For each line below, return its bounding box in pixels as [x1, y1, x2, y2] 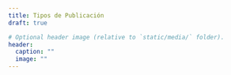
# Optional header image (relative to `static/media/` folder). [8, 33, 225, 41]
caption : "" [15, 48, 55, 56]
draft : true [8, 19, 47, 27]
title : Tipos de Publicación [8, 11, 104, 20]
